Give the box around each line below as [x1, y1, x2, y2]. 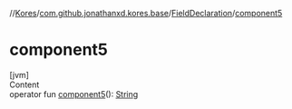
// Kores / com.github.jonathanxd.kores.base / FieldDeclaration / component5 [9, 8, 283, 18]
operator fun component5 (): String [9, 88, 139, 99]
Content [9, 79, 40, 90]
